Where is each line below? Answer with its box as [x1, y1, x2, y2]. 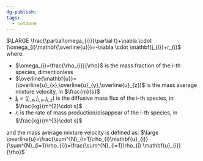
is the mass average [146, 81, 197, 89]
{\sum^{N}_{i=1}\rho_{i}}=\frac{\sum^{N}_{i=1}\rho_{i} [6, 141, 142, 149]
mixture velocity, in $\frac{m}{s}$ [15, 88, 100, 95]
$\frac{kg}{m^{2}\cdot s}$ [15, 102, 83, 110]
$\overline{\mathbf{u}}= [15, 75, 77, 83]
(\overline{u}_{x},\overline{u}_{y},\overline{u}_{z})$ [15, 81, 146, 89]
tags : [6, 15, 20, 21]
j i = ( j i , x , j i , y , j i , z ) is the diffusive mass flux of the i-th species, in [15, 94, 174, 103]
